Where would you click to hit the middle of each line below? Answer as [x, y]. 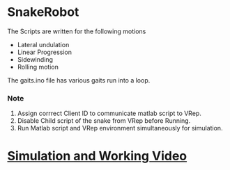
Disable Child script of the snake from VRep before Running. [104, 121]
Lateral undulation [43, 44]
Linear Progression [44, 52]
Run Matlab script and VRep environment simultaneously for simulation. [120, 128]
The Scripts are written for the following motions [77, 31]
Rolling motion [38, 67]
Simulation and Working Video [97, 156]
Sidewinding [35, 59]
